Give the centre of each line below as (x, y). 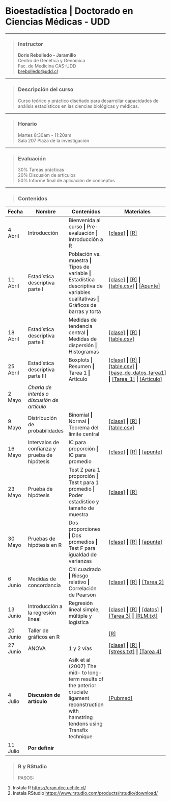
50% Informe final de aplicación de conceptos (66, 181)
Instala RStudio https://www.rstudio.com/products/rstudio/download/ (85, 793)
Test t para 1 (84, 482)
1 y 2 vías (80, 648)
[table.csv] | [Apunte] (134, 286)
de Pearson (82, 595)
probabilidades (46, 431)
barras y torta (85, 311)
